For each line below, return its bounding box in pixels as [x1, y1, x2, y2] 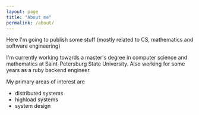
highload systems [14, 96, 58, 103]
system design [14, 102, 51, 110]
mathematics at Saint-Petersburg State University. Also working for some [6, 60, 185, 67]
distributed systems [14, 90, 64, 97]
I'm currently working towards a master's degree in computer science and [6, 54, 188, 61]
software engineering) [6, 42, 61, 49]
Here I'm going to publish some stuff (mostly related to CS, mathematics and [6, 36, 194, 43]
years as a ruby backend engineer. [6, 67, 91, 74]
